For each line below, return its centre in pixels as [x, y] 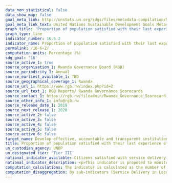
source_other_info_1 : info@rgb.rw [42, 100]
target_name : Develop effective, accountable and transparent [73, 139]
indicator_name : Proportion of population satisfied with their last [81, 44]
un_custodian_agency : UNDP [34, 148]
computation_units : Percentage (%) [43, 53]
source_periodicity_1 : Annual [38, 72]
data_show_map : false [28, 15]
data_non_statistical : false [36, 10]
